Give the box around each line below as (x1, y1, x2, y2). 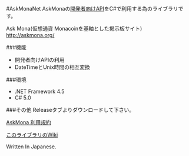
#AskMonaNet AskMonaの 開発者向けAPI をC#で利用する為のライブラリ (6, 5, 178, 12)
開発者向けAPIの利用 (14, 57, 65, 63)
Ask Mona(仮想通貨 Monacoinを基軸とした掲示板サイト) (6, 25, 142, 32)
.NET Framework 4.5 (14, 88, 65, 95)
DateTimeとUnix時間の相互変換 (14, 64, 90, 71)
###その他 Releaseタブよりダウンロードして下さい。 (6, 107, 134, 113)
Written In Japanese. (6, 143, 57, 150)
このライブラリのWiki (6, 131, 58, 138)
